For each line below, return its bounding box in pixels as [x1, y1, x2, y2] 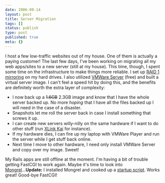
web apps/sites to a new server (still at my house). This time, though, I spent [5, 63, 160, 69]
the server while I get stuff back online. [12, 136, 92, 142]
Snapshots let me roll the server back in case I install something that [12, 110, 151, 116]
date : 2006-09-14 [5, 7, 41, 12]
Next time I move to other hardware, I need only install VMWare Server [12, 141, 156, 147]
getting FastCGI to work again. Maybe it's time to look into [5, 161, 123, 167]
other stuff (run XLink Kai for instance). [12, 126, 92, 132]
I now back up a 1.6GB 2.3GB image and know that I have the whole [12, 94, 149, 100]
